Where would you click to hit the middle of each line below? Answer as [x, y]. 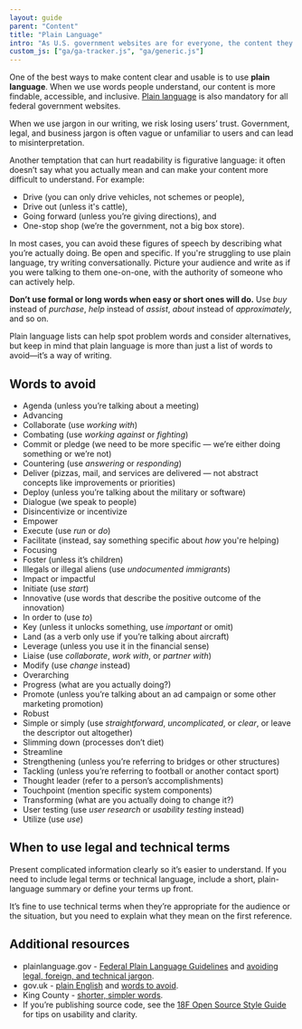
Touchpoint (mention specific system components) [117, 790]
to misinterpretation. [47, 143]
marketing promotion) [63, 703]
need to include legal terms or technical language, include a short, [132, 879]
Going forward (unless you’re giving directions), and [119, 216]
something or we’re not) [67, 453]
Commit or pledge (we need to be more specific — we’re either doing [151, 443]
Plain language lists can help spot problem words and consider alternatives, [150, 337]
